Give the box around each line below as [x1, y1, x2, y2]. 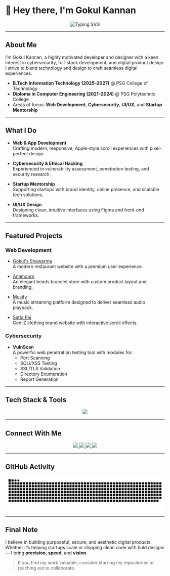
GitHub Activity [5, 462, 55, 471]
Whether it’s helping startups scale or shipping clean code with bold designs [5, 544, 165, 550]
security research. [12, 171, 51, 177]
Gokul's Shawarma [12, 258, 52, 264]
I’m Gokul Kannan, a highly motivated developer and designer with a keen [5, 54, 159, 60]
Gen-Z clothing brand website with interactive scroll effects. [12, 320, 138, 326]
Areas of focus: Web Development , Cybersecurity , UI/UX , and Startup [12, 101, 162, 108]
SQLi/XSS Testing [20, 360, 57, 366]
